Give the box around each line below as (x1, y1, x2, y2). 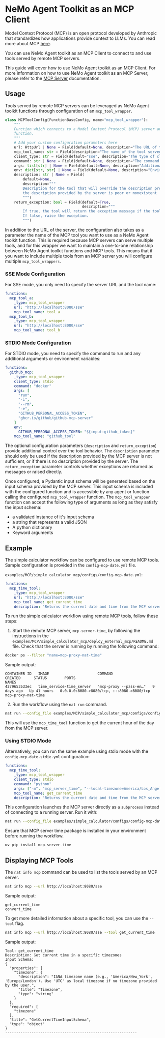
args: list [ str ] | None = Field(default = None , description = (14, 163, 139, 168)
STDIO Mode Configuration (5, 339, 71, 346)
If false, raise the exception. (23, 213, 89, 218)
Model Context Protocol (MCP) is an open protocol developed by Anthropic (5, 30, 157, 36)
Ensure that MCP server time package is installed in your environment (5, 828, 146, 834)
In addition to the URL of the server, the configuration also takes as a (5, 227, 144, 233)
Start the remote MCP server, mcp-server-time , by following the (12, 628, 140, 634)
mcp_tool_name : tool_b (14, 328, 60, 333)
